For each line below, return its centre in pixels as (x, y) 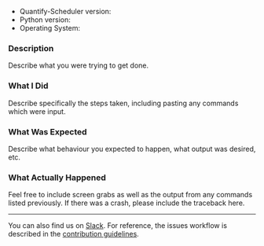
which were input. (37, 111)
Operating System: (50, 28)
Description (31, 48)
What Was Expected (48, 131)
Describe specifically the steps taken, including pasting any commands (123, 103)
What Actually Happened (57, 178)
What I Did (28, 86)
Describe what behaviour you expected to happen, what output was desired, (132, 149)
